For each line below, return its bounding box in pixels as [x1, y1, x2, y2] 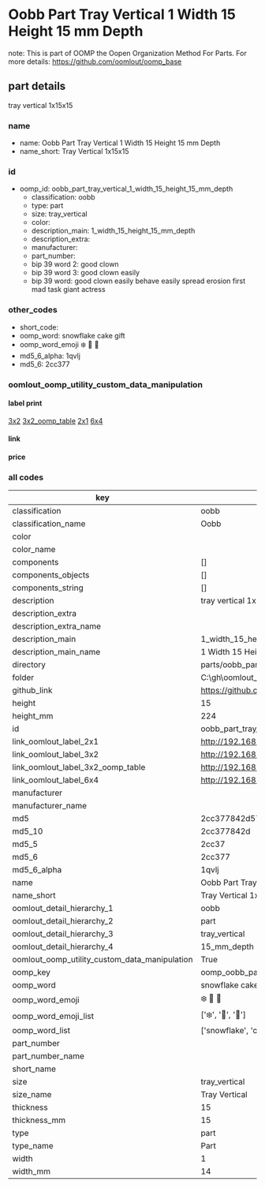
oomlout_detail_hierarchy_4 [12, 941, 114, 952]
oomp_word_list [12, 1025, 71, 1036]
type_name [12, 1140, 54, 1152]
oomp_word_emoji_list [12, 1010, 95, 1021]
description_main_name [12, 647, 101, 658]
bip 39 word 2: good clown [31, 259, 120, 269]
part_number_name [12, 1051, 84, 1062]
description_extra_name [12, 621, 101, 632]
